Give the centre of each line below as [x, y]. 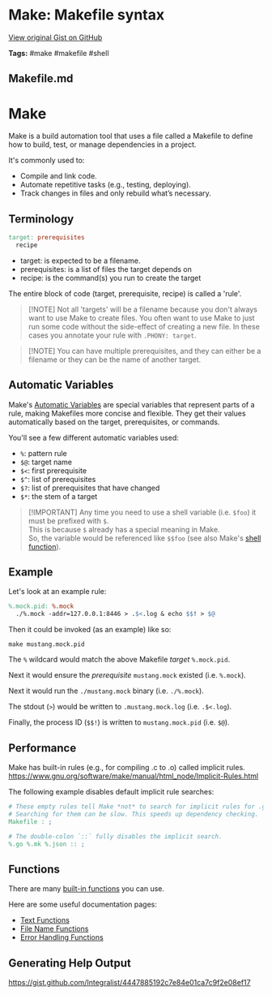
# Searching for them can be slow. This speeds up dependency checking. [134, 814]
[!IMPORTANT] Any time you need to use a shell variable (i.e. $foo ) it [142, 512]
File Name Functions [54, 929]
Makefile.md [41, 79]
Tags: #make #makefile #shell [59, 53]
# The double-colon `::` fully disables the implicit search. [115, 836]
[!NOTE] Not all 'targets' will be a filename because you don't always [142, 309]
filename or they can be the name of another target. [115, 360]
